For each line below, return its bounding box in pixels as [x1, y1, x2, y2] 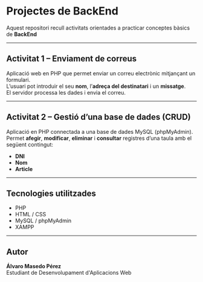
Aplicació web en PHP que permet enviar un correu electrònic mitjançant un [6, 69, 196, 77]
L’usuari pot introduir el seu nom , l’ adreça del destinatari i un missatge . [6, 83, 186, 90]
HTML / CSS [14, 211, 47, 218]
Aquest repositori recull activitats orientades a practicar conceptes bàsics [6, 24, 190, 31]
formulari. [6, 76, 31, 83]
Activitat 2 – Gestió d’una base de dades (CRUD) [6, 112, 192, 122]
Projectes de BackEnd [6, 4, 119, 18]
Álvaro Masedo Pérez [6, 263, 62, 270]
